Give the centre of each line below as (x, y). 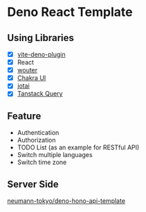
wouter (27, 70)
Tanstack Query (40, 94)
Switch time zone (42, 162)
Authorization (37, 140)
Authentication (38, 133)
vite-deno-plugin (41, 54)
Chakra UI (31, 78)
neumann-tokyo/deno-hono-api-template (66, 201)
